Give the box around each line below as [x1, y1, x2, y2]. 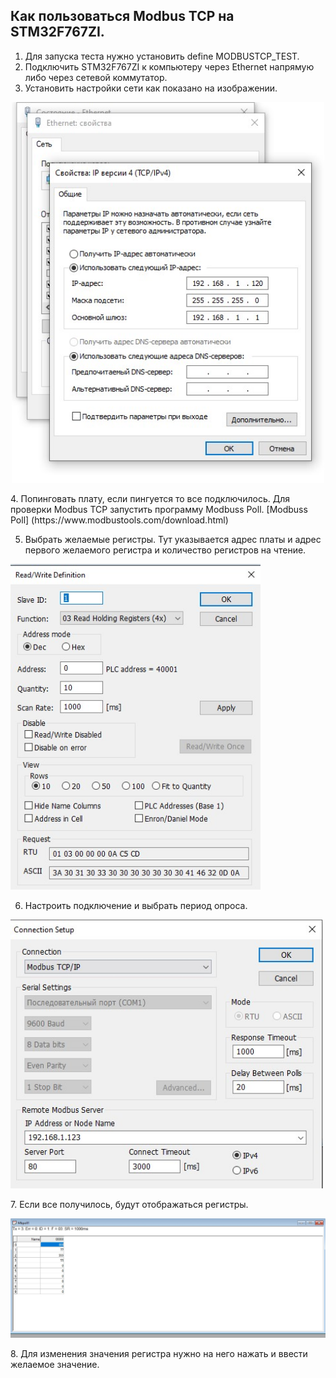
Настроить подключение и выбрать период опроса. [24, 899, 248, 911]
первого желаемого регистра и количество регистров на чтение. [24, 544, 307, 556]
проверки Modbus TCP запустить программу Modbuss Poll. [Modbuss [10, 504, 308, 516]
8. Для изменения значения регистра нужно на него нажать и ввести [10, 1347, 308, 1359]
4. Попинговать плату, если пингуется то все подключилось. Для [10, 493, 290, 505]
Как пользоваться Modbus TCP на [10, 8, 235, 25]
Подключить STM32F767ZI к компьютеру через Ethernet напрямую [24, 60, 315, 73]
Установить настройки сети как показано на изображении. [24, 82, 278, 94]
